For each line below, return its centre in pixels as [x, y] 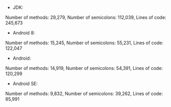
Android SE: [25, 84]
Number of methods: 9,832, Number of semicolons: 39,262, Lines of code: [84, 94]
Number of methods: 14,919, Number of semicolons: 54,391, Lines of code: [84, 68]
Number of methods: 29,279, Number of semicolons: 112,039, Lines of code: [86, 17]
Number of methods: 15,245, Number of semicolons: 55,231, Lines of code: [84, 43]
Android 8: [24, 33]
